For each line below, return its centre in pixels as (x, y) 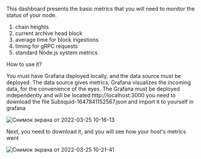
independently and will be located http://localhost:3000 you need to (91, 95)
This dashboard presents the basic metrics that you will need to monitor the (100, 9)
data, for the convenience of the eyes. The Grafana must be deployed (93, 89)
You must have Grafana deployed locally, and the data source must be (94, 76)
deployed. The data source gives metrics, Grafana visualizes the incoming (99, 82)
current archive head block (49, 33)
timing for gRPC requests (46, 46)
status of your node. (31, 15)
